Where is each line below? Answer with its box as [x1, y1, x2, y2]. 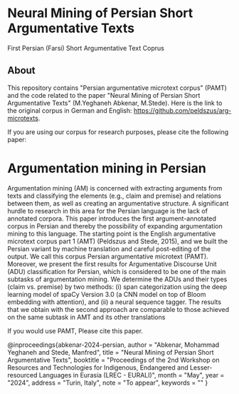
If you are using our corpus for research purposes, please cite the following [7, 127, 229, 136]
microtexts [7, 113, 39, 122]
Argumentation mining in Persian [7, 160, 206, 176]
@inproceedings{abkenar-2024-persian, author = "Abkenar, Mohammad [7, 340, 220, 349]
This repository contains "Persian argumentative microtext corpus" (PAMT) [7, 84, 228, 92]
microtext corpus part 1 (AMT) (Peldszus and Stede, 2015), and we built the [7, 237, 228, 246]
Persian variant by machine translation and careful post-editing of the [7, 244, 211, 253]
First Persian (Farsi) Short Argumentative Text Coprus [7, 44, 165, 52]
